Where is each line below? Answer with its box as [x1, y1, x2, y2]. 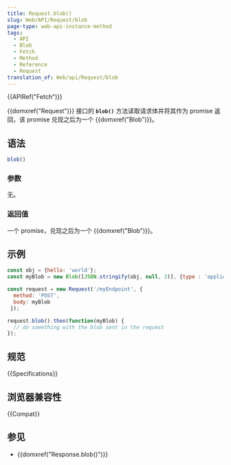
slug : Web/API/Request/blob [7, 16, 88, 23]
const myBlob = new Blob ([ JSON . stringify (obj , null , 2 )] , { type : [7, 273, 201, 280]
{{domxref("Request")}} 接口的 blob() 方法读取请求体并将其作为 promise [7, 107, 213, 115]
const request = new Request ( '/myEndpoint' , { [7, 286, 143, 293]
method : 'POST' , [13, 293, 60, 299]
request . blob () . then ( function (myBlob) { [7, 317, 125, 324]
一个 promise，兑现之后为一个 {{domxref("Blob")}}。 [7, 226, 157, 234]
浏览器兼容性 [7, 391, 62, 402]
